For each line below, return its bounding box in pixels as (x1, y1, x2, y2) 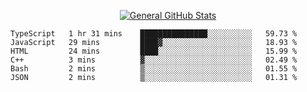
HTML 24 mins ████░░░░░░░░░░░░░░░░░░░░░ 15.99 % (10, 46, 298, 56)
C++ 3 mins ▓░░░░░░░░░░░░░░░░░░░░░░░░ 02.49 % (10, 55, 298, 65)
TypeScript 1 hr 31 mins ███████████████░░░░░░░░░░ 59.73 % (10, 29, 298, 39)
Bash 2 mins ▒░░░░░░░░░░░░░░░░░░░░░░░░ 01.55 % (10, 64, 298, 74)
